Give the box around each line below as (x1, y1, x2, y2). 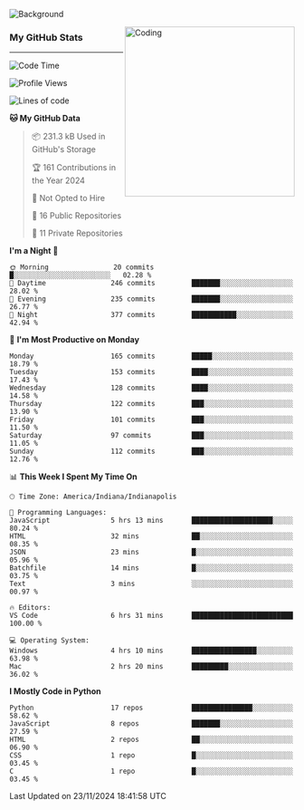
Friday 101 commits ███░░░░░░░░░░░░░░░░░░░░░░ (9, 415, 294, 425)
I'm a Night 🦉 (9, 246, 59, 256)
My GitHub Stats (9, 31, 83, 43)
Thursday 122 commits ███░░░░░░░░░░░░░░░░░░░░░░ (9, 400, 294, 409)
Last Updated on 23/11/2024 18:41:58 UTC (9, 791, 167, 802)
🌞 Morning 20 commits (9, 263, 155, 272)
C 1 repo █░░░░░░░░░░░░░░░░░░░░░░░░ (9, 767, 294, 776)
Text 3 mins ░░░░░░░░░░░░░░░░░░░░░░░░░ (9, 580, 294, 589)
